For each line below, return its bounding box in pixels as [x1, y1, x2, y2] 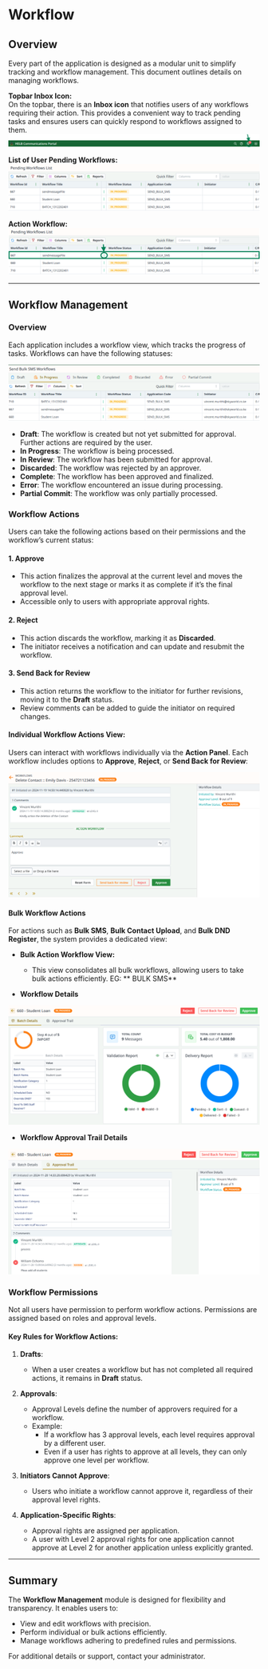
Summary [8, 1574, 58, 1587]
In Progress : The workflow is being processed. [19, 446, 175, 455]
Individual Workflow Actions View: [8, 730, 126, 739]
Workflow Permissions [8, 1287, 98, 1298]
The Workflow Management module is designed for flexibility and [8, 1595, 226, 1605]
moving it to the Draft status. [19, 694, 114, 704]
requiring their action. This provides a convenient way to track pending [8, 108, 241, 118]
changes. [19, 711, 51, 721]
